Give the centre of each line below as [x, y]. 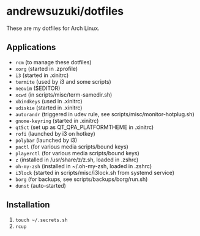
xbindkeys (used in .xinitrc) [49, 101]
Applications [31, 47]
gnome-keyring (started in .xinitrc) [57, 120]
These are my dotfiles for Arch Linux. [53, 28]
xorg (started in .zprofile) [46, 68]
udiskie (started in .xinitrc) [49, 108]
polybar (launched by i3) [46, 140]
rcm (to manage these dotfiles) [53, 62]
